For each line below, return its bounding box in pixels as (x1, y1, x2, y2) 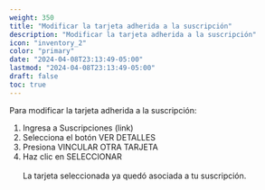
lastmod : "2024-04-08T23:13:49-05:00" (9, 64, 156, 73)
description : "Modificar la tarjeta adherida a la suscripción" (9, 30, 257, 39)
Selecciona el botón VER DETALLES (22, 131, 156, 142)
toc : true (9, 80, 47, 89)
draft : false (9, 72, 59, 81)
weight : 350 (9, 13, 54, 23)
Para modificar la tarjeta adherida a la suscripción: (9, 104, 197, 115)
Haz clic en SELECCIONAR (22, 150, 122, 162)
